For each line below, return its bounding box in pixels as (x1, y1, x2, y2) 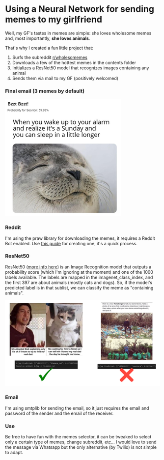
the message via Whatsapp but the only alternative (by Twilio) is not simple (5, 444, 157, 450)
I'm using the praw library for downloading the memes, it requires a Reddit (5, 235, 156, 241)
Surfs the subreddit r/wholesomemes (12, 54, 87, 60)
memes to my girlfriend (5, 14, 102, 25)
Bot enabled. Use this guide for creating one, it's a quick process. (5, 240, 137, 246)
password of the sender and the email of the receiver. (5, 410, 114, 416)
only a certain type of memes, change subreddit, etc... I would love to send (5, 439, 157, 445)
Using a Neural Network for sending (5, 3, 155, 15)
